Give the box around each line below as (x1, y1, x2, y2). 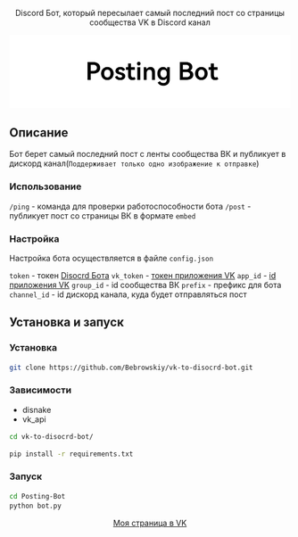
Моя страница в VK (112, 517, 187, 528)
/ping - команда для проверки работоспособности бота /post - (9, 201, 252, 211)
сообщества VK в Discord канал (88, 17, 211, 28)
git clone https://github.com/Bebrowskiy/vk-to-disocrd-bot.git (9, 363, 253, 372)
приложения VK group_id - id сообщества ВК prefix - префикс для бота (9, 279, 282, 290)
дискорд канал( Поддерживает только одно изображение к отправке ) (9, 158, 260, 169)
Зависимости (9, 384, 72, 396)
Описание (9, 125, 69, 140)
